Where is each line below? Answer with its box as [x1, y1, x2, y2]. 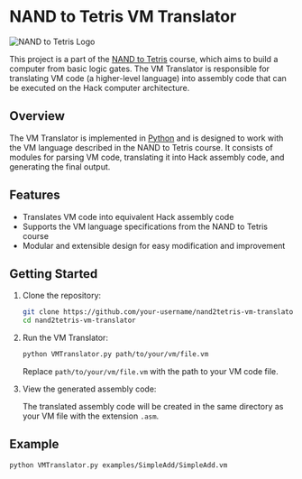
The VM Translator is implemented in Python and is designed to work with [9, 133, 284, 143]
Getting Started [9, 266, 98, 281]
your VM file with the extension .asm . [22, 410, 160, 421]
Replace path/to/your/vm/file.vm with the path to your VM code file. [22, 366, 279, 376]
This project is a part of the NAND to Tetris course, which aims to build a [9, 53, 279, 64]
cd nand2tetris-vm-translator [22, 316, 137, 326]
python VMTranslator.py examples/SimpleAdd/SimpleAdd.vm [9, 460, 228, 470]
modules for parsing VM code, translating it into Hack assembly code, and [9, 152, 285, 162]
